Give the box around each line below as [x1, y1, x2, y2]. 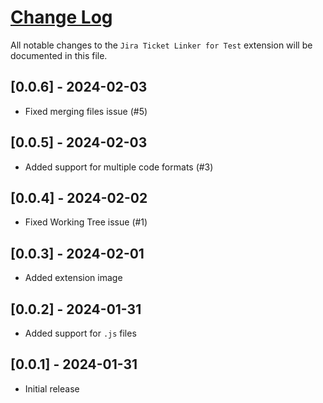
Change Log [10, 6, 113, 29]
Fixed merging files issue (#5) [24, 105, 148, 117]
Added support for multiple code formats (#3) [24, 161, 214, 173]
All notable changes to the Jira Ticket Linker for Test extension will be [10, 39, 313, 51]
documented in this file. [10, 49, 108, 61]
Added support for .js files [24, 327, 137, 339]
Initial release [24, 382, 80, 395]
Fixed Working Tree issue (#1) [24, 216, 148, 228]
